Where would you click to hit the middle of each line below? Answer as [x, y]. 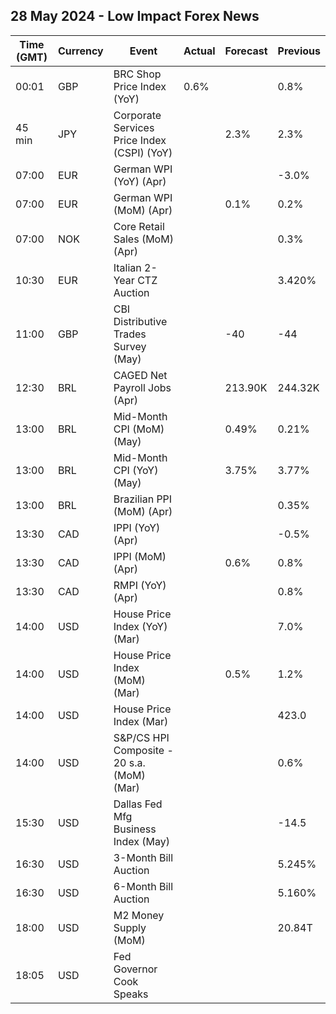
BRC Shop [137, 74]
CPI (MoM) [139, 429]
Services [134, 127]
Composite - [143, 750]
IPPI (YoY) [137, 527]
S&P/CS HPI [141, 737]
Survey [130, 346]
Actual [199, 51]
